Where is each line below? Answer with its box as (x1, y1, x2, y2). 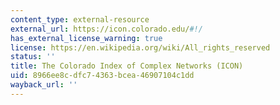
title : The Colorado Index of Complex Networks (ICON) (10, 61, 244, 71)
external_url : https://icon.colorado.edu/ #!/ (10, 24, 203, 34)
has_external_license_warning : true (10, 33, 163, 43)
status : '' (10, 52, 56, 62)
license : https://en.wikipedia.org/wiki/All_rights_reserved (10, 42, 271, 53)
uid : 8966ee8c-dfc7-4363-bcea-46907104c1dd (10, 71, 195, 81)
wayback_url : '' (10, 80, 78, 90)
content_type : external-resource (10, 14, 150, 25)
